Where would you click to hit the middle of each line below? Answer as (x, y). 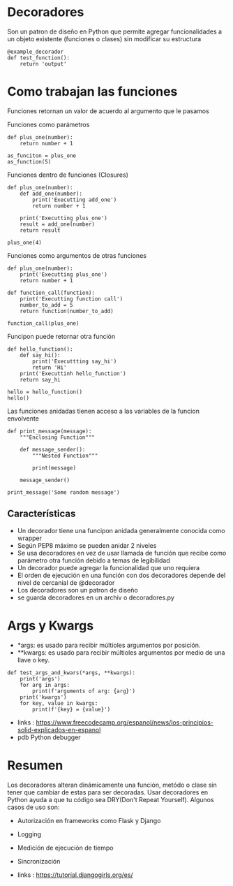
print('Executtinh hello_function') (73, 373)
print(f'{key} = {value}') (72, 709)
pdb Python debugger (49, 737)
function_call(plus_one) (43, 323)
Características (42, 514)
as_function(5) (29, 161)
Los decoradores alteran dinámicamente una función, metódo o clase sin (112, 785)
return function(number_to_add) (67, 311)
